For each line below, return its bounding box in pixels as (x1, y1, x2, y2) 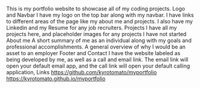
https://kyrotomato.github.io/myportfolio (6, 75, 106, 82)
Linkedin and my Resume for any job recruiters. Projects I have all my (6, 24, 177, 31)
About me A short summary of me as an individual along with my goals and (6, 37, 192, 44)
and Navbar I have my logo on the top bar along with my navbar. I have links (6, 11, 194, 19)
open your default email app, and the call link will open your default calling (6, 62, 190, 69)
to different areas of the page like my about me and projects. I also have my (6, 18, 193, 25)
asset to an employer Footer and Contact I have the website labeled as (6, 50, 181, 56)
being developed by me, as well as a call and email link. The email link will (6, 56, 189, 63)
